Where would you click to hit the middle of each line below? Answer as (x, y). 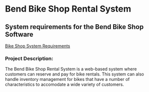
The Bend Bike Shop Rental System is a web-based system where (71, 69)
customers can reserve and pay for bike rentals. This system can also (74, 74)
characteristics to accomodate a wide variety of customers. (65, 84)
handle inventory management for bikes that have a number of (67, 79)
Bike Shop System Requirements (38, 46)
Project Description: (29, 58)
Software (19, 34)
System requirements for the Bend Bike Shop (74, 27)
